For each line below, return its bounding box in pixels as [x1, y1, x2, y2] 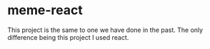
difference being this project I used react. [7, 33, 129, 41]
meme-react [7, 2, 84, 18]
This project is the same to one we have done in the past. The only [7, 26, 204, 34]
